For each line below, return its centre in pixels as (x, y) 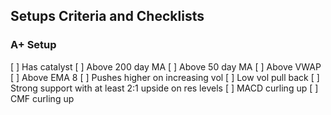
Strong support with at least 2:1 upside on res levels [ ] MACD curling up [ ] (164, 88)
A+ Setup (33, 45)
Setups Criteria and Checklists (107, 16)
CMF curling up (42, 98)
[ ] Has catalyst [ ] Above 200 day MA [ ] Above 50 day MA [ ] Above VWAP (166, 66)
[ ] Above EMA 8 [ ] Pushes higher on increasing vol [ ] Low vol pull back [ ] (165, 77)
